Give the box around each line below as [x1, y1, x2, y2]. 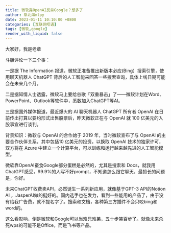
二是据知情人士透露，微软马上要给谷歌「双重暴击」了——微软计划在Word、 [5, 91, 164, 97]
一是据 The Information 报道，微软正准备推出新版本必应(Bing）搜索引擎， [5, 67, 160, 74]
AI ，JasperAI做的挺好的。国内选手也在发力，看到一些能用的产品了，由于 [5, 192, 159, 198]
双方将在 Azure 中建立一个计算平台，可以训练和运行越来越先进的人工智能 [5, 145, 159, 151]
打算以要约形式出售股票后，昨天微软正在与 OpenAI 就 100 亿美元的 [18, 115, 159, 121]
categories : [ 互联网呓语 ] [5, 21, 57, 27]
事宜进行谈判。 [9, 121, 41, 127]
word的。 [5, 205, 26, 211]
